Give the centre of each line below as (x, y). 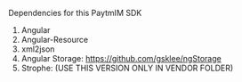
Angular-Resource (55, 40)
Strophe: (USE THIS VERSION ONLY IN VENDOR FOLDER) (127, 68)
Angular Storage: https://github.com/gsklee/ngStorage (121, 58)
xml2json (38, 49)
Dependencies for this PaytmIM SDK (75, 13)
